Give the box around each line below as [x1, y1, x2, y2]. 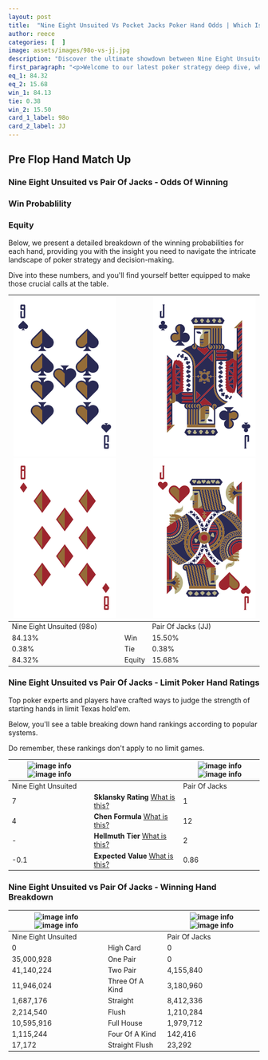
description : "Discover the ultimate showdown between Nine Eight [8, 55, 234, 63]
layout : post [8, 13, 52, 21]
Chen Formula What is [93, 812, 168, 821]
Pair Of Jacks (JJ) [152, 622, 211, 631]
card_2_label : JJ [8, 122, 66, 131]
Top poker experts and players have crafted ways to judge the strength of [8, 695, 250, 705]
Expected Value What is [93, 851, 174, 860]
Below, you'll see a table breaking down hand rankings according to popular [8, 719, 258, 729]
